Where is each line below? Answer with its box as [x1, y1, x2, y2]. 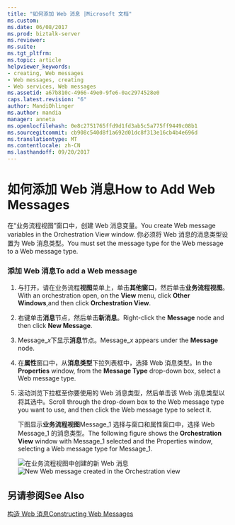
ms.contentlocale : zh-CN [7, 142, 81, 149]
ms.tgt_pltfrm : [7, 50, 52, 57]
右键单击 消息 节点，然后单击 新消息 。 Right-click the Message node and [17, 313, 224, 322]
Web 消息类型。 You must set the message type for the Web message [21, 239, 224, 247]
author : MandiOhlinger [7, 103, 74, 110]
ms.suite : [7, 43, 37, 50]
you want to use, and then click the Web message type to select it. [17, 405, 212, 414]
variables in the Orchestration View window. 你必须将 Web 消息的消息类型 [7, 230, 222, 238]
